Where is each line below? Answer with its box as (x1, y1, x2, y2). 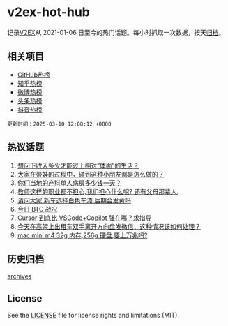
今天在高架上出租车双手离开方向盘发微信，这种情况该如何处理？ (17, 222, 201, 230)
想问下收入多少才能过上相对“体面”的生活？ (17, 161, 139, 170)
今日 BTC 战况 (17, 205, 58, 213)
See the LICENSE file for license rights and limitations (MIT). (7, 311, 180, 320)
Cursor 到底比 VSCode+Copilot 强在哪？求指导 (17, 214, 152, 222)
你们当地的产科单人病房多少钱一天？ (17, 179, 122, 187)
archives (7, 272, 32, 281)
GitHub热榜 (17, 71, 50, 79)
